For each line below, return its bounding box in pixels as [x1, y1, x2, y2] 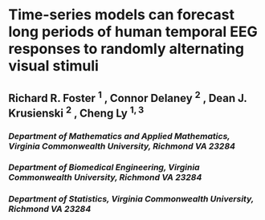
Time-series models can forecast [8, 6, 235, 24]
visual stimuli [8, 57, 99, 75]
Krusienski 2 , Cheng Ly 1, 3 [8, 104, 145, 120]
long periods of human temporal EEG [8, 22, 259, 41]
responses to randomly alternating [8, 40, 245, 58]
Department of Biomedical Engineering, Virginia [8, 162, 200, 173]
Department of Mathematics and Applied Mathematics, [8, 130, 230, 141]
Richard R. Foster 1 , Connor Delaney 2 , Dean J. [8, 88, 247, 105]
